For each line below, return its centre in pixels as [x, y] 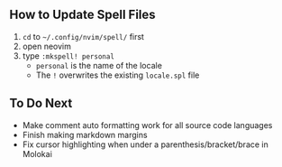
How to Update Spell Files [82, 15]
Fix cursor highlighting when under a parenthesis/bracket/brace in [145, 144]
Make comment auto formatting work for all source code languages [147, 125]
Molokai [37, 153]
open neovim [47, 46]
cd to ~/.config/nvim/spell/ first [83, 36]
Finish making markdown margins [85, 135]
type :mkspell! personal [68, 56]
